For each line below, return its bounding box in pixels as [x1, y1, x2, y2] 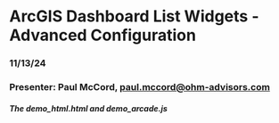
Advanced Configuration [9, 25, 196, 45]
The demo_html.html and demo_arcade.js [9, 102, 168, 113]
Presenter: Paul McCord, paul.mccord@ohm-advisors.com [9, 81, 270, 94]
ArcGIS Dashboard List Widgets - [9, 6, 259, 27]
